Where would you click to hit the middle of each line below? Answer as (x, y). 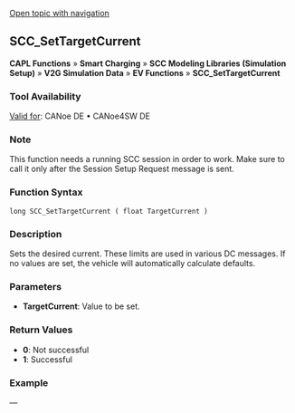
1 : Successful (47, 359)
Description (36, 234)
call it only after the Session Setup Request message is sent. (122, 169)
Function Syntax (46, 192)
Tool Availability (45, 96)
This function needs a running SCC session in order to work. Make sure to (147, 159)
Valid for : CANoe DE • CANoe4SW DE (80, 116)
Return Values (41, 330)
